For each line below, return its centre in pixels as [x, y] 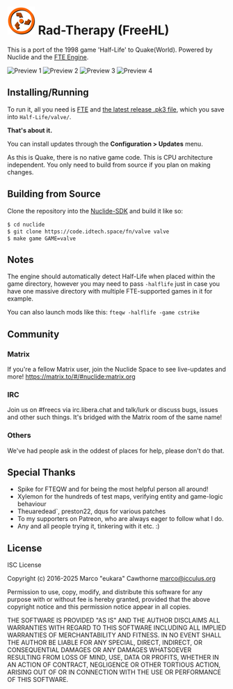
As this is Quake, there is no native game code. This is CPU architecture [110, 157]
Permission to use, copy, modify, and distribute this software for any [105, 592]
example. [20, 298]
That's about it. [30, 130]
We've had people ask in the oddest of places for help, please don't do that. [116, 450]
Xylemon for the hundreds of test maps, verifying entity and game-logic [120, 497]
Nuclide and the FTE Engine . [48, 57]
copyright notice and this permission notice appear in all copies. [99, 607]
